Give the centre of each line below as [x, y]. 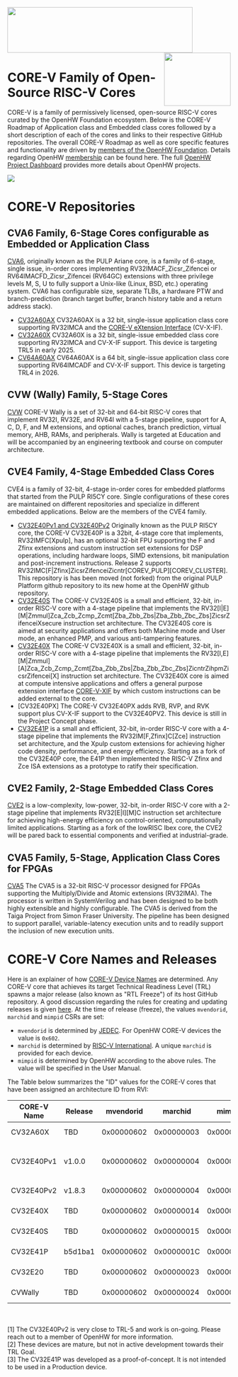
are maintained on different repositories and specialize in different [103, 504]
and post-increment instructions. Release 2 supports [94, 562]
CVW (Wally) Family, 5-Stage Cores [87, 395]
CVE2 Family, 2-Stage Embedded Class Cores [110, 788]
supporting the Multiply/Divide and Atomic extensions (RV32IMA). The [110, 893]
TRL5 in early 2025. [46, 350]
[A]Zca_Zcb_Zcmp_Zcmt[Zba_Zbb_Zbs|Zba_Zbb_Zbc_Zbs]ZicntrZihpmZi [123, 668]
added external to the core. [57, 698]
